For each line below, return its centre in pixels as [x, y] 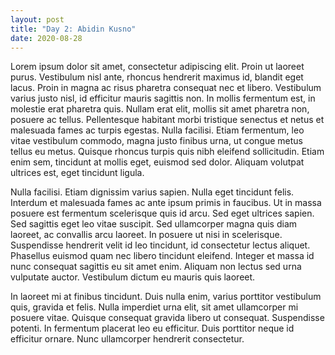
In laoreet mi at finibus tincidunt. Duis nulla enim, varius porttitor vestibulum [166, 297]
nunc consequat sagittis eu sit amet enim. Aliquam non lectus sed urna [156, 267]
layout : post [37, 19]
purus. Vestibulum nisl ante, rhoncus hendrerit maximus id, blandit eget [157, 77]
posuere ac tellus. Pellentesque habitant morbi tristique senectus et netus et [167, 120]
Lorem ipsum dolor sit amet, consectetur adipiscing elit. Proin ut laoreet [157, 67]
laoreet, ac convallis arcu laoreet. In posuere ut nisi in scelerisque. [146, 235]
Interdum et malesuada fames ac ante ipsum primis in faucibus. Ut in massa [166, 203]
